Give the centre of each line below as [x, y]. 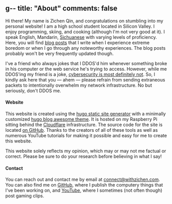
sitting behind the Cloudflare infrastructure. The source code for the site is [84, 125]
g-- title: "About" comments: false [61, 8]
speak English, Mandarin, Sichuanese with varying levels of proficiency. [81, 37]
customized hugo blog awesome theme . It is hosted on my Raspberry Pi [81, 119]
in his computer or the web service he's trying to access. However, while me [86, 69]
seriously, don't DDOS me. [33, 90]
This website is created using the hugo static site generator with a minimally [85, 114]
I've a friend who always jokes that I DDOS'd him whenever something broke [86, 63]
